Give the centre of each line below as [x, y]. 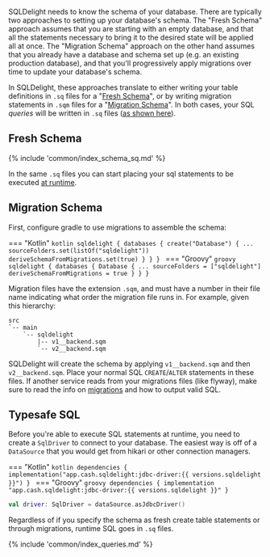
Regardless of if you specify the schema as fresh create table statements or [134, 520]
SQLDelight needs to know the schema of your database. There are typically [135, 12]
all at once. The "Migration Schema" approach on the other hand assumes [132, 46]
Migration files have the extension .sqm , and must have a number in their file [134, 288]
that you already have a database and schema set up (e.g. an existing [124, 55]
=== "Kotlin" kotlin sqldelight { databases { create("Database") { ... [131, 243]
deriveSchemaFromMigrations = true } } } [79, 273]
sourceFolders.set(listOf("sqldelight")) [79, 251]
